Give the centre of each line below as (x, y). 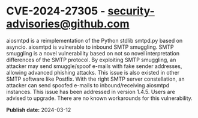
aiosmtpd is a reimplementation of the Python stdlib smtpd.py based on (94, 40)
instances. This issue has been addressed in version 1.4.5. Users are (91, 92)
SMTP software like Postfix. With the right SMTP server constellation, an (95, 79)
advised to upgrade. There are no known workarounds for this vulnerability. (100, 98)
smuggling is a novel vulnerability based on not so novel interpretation (93, 53)
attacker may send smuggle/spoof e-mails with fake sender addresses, (94, 66)
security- (131, 11)
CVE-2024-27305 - (56, 11)
